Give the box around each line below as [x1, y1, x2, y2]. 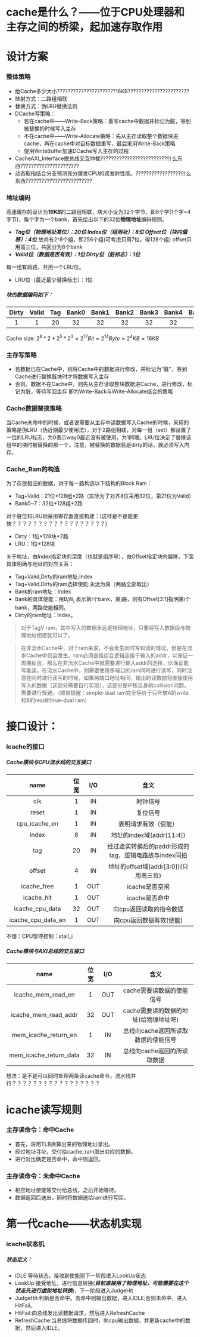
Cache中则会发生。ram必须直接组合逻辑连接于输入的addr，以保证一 [26, 652, 193, 659]
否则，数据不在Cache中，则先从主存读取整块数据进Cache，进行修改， [14, 380, 187, 387]
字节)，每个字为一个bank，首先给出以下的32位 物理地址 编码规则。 [6, 216, 168, 223]
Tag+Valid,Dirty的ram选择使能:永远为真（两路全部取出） [14, 581, 153, 588]
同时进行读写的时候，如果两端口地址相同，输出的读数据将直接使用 [31, 674, 193, 682]
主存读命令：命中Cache [6, 1126, 74, 1134]
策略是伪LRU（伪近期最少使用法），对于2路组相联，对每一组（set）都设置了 [6, 427, 192, 434]
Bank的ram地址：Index [14, 588, 71, 595]
